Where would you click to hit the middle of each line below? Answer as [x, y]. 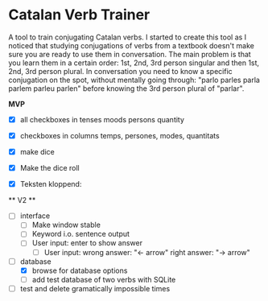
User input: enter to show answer [87, 243]
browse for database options [80, 270]
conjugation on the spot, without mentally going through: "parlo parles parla [134, 80]
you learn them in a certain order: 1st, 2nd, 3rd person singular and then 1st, [134, 63]
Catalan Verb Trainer [79, 15]
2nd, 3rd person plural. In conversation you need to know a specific [121, 71]
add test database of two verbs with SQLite [104, 279]
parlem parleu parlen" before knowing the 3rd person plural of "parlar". [126, 88]
